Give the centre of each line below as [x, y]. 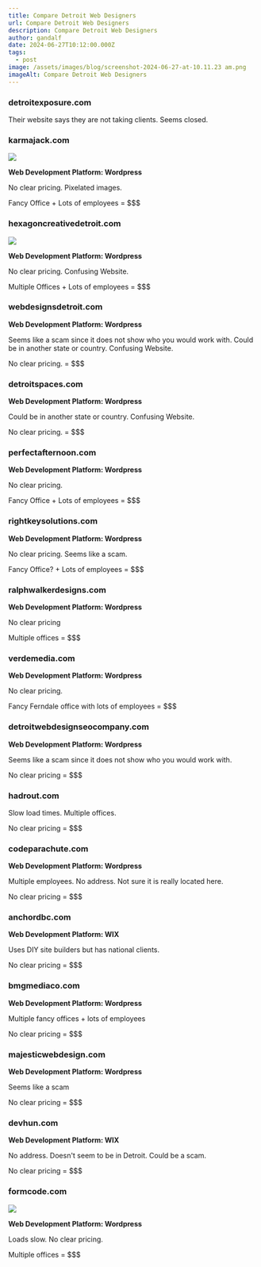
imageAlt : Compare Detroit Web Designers [78, 75]
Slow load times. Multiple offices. [62, 812]
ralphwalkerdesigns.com [58, 589]
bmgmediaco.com [44, 986]
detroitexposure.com [50, 102]
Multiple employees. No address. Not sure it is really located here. [116, 881]
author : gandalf [35, 38]
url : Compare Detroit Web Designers [69, 23]
